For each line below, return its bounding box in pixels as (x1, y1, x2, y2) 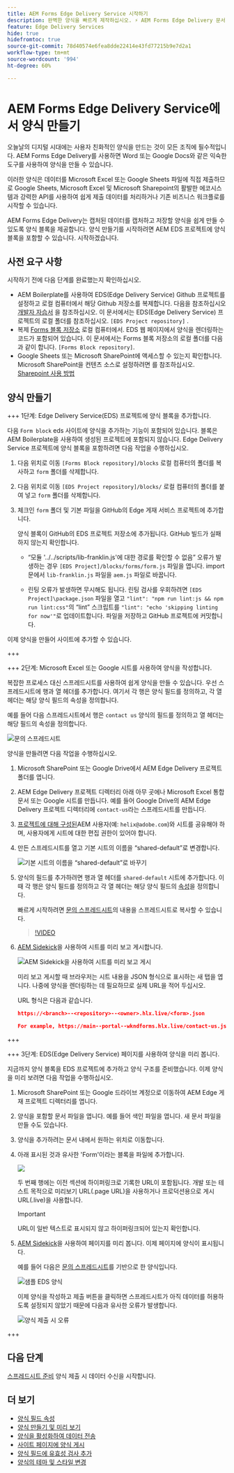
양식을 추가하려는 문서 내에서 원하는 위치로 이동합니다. (17, 1135, 165, 1144)
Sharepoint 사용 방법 (17, 369, 75, 378)
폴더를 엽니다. (17, 773, 56, 782)
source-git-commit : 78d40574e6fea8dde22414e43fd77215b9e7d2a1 (7, 43, 192, 50)
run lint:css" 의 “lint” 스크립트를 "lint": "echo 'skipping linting (27, 603, 218, 612)
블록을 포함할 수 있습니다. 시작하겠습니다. (7, 233, 119, 242)
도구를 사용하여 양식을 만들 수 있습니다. (7, 160, 114, 168)
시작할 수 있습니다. (7, 201, 58, 210)
